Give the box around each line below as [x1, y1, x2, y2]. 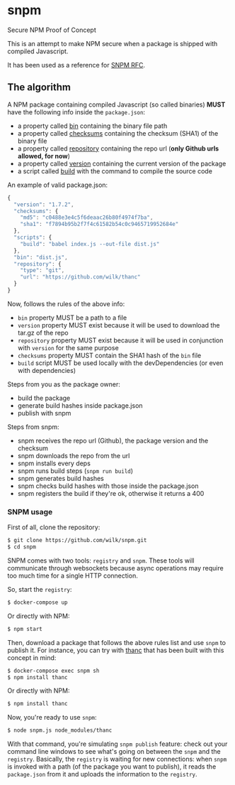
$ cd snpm [7, 543, 37, 551]
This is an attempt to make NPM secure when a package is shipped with [7, 39, 218, 48]
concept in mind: [7, 653, 57, 662]
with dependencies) [17, 366, 76, 374]
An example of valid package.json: [7, 180, 108, 189]
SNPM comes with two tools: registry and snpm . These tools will [7, 556, 195, 565]
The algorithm [7, 81, 71, 94]
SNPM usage [7, 507, 53, 516]
